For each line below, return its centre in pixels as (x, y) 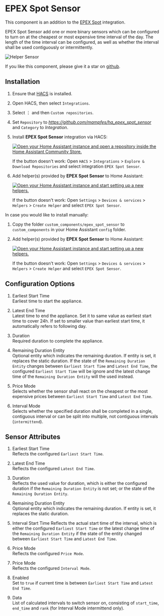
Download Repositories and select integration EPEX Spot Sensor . (76, 166)
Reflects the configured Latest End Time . (54, 469)
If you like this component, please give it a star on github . (63, 66)
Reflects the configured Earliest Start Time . (58, 454)
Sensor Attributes (33, 437)
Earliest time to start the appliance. (47, 301)
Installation (23, 82)
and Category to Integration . (40, 127)
